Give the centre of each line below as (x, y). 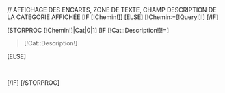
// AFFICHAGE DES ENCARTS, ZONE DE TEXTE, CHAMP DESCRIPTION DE (112, 10)
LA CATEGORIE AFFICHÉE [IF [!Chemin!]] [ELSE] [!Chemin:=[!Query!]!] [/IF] (113, 17)
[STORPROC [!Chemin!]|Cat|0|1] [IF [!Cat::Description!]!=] (88, 30)
